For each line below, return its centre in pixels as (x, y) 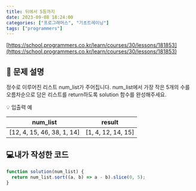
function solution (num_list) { (45, 171)
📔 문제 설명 (25, 72)
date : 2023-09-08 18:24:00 (40, 17)
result (110, 123)
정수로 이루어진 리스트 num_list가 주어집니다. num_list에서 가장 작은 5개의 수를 (98, 87)
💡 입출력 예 (19, 107)
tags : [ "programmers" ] (34, 28)
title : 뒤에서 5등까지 (31, 12)
